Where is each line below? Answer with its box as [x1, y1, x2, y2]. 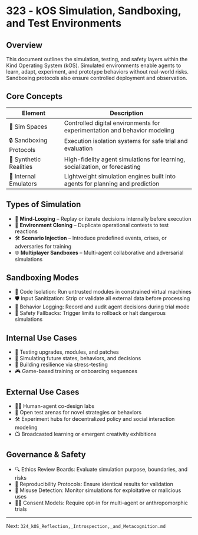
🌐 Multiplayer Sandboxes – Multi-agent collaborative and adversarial [14, 249, 184, 256]
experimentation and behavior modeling [64, 126, 175, 134]
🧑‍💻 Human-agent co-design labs [14, 403, 95, 410]
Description [110, 109, 143, 117]
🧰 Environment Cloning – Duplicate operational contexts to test [14, 221, 169, 228]
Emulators [9, 180, 37, 188]
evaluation [64, 144, 93, 152]
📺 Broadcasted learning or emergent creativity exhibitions [14, 431, 157, 438]
